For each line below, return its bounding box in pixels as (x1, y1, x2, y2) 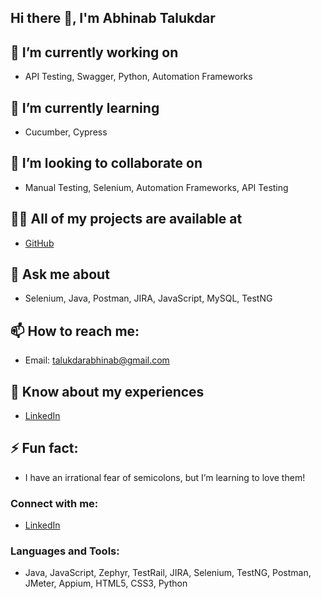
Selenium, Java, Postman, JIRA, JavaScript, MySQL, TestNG (24, 292, 273, 305)
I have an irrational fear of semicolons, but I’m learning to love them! (24, 471, 306, 483)
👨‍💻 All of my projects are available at (10, 211, 243, 228)
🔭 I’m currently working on (10, 44, 179, 61)
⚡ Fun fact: (10, 440, 79, 457)
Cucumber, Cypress (24, 126, 108, 138)
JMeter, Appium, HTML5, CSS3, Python (24, 577, 188, 590)
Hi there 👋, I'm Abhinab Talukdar (10, 10, 216, 27)
